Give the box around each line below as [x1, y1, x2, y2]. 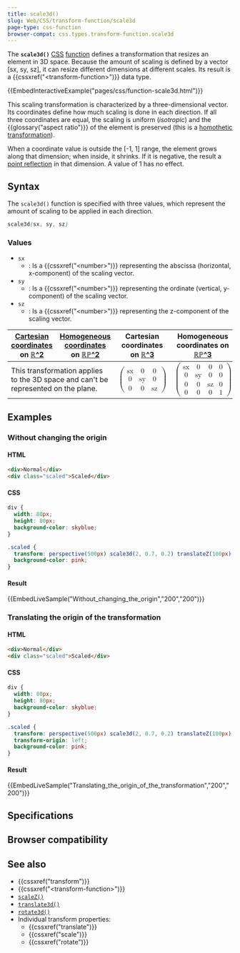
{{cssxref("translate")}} [28, 922, 98, 931]
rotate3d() [17, 908, 51, 916]
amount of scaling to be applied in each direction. [7, 207, 154, 216]
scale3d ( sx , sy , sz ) [7, 221, 69, 228]
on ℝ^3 [129, 350, 155, 360]
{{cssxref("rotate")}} [28, 937, 89, 946]
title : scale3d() [7, 10, 59, 18]
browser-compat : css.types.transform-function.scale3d [7, 30, 174, 38]
